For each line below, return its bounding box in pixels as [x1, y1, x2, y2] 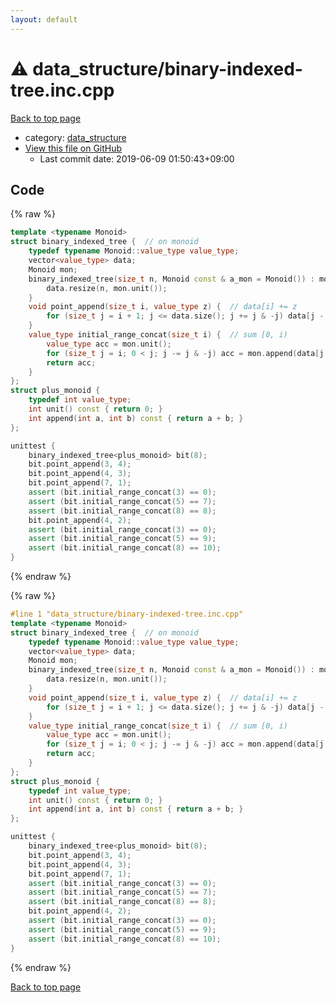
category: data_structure [24, 131, 127, 143]
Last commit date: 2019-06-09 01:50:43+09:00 [39, 152, 235, 165]
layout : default [10, 14, 78, 25]
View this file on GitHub [24, 142, 123, 154]
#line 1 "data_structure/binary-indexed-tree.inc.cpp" [10, 609, 244, 619]
